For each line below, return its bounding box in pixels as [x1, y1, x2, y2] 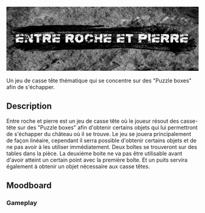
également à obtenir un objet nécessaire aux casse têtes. [6, 162, 151, 170]
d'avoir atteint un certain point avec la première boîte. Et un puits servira [6, 156, 188, 164]
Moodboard [6, 181, 52, 191]
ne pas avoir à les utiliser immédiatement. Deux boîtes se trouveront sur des [6, 143, 197, 150]
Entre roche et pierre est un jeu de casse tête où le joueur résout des [6, 117, 179, 125]
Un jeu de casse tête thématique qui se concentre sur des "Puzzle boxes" [6, 77, 192, 84]
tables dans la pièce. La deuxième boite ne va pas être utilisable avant [6, 150, 182, 157]
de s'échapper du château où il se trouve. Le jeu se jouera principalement [6, 130, 192, 137]
